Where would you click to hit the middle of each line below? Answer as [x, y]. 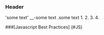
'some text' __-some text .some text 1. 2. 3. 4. [52, 18]
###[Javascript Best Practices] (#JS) [44, 27]
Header [15, 7]
